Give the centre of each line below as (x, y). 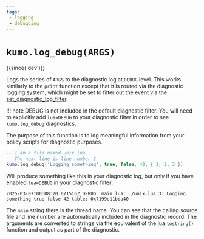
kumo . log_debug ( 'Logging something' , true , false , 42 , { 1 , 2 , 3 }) (95, 165)
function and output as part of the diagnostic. (63, 229)
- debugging (24, 23)
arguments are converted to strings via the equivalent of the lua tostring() (100, 223)
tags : (13, 12)
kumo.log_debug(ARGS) (61, 52)
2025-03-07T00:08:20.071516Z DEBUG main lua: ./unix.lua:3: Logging (96, 193)
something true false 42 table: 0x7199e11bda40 (68, 199)
